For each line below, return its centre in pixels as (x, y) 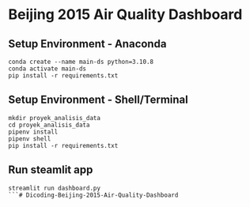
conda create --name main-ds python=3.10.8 (81, 62)
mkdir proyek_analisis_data (55, 118)
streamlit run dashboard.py (55, 188)
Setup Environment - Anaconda (87, 44)
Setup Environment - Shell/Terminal (98, 100)
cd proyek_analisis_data (49, 125)
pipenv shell (30, 139)
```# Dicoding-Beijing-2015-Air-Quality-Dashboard (93, 195)
